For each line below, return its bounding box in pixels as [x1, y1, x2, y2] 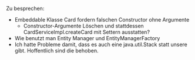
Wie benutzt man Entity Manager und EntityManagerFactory [14, 35, 160, 41]
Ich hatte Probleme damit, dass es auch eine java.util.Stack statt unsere [14, 41, 188, 48]
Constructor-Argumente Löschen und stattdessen [23, 23, 144, 29]
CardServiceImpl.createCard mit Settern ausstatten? [23, 29, 150, 36]
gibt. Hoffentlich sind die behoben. [14, 47, 99, 54]
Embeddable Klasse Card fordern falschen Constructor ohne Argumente [14, 16, 190, 23]
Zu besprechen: [6, 5, 45, 12]
